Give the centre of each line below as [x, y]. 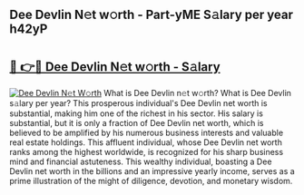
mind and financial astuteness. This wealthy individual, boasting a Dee [141, 161]
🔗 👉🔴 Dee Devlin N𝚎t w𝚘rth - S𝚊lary [115, 67]
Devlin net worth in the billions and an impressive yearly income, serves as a [152, 171]
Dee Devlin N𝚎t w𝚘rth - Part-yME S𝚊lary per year [151, 15]
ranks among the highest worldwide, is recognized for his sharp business [147, 152]
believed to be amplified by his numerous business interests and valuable [147, 132]
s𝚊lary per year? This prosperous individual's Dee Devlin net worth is [138, 103]
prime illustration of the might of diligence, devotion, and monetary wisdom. [151, 181]
